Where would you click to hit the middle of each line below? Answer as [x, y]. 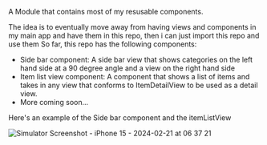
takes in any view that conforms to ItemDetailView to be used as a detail [139, 85]
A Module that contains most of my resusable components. [106, 12]
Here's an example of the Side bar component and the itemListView [120, 118]
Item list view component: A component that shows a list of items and [135, 77]
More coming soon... [54, 102]
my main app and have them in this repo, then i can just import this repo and [134, 36]
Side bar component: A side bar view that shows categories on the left [136, 60]
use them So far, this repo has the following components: [103, 44]
